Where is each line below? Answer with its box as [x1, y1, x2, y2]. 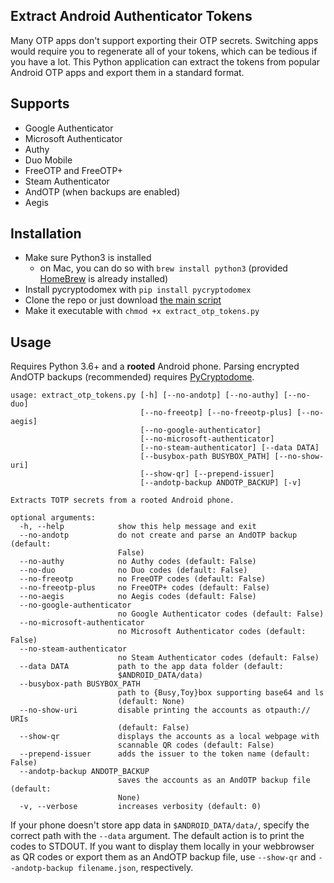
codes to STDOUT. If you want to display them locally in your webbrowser [10, 840, 315, 853]
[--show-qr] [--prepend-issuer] [139, 469, 275, 479]
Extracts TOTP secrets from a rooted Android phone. [10, 495, 235, 506]
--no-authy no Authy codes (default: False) [19, 557, 257, 567]
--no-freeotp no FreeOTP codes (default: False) [19, 574, 267, 584]
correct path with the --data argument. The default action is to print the [10, 830, 305, 842]
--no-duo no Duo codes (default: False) [19, 565, 248, 576]
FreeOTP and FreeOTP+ [24, 164, 123, 176]
